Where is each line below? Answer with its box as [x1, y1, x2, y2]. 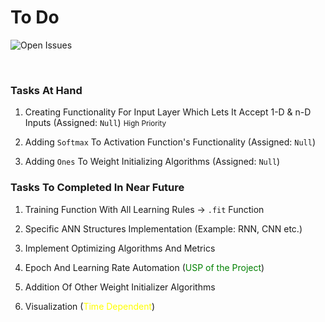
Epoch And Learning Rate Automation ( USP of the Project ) [24, 261, 265, 273]
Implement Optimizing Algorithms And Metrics [24, 242, 216, 254]
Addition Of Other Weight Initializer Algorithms [24, 281, 216, 293]
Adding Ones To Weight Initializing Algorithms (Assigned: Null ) [24, 156, 281, 168]
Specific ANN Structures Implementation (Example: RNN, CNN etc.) [24, 222, 303, 235]
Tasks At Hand [10, 83, 83, 97]
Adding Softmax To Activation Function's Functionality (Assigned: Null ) [24, 136, 317, 148]
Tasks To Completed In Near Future [10, 181, 185, 195]
